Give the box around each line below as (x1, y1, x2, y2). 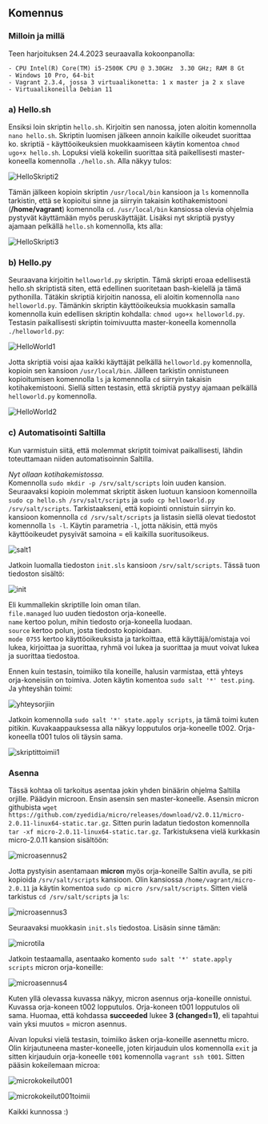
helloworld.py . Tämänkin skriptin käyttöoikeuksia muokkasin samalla (8, 301, 236, 310)
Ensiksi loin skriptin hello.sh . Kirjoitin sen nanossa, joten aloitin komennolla (8, 122, 257, 132)
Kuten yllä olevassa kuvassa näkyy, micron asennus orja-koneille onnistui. (8, 993, 252, 1003)
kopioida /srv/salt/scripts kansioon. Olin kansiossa (8, 874, 183, 884)
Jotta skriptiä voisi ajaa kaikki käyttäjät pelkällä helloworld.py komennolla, (8, 357, 253, 367)
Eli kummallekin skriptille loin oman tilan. (8, 599, 142, 609)
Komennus (8, 6, 64, 20)
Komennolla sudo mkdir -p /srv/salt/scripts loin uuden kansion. (8, 477, 226, 488)
